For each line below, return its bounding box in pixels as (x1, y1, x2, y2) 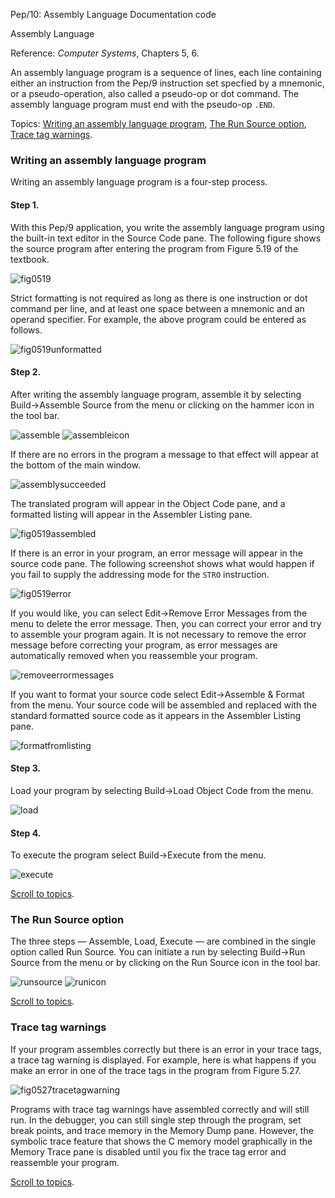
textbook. (10, 253, 50, 265)
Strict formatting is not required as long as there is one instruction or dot (10, 292, 308, 304)
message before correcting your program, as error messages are (10, 639, 278, 651)
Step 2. (10, 366, 42, 378)
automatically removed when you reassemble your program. (10, 649, 258, 661)
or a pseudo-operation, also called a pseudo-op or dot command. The (10, 88, 300, 99)
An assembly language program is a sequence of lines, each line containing (10, 67, 322, 78)
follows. (10, 324, 43, 336)
